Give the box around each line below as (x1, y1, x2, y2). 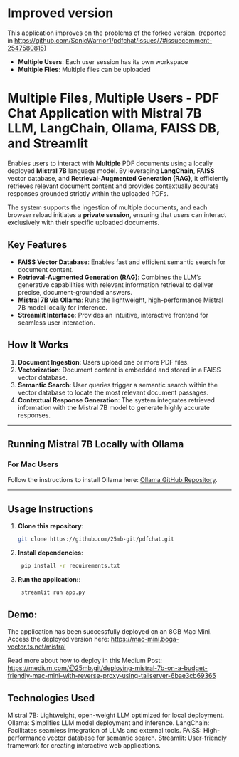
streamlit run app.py (21, 589, 85, 596)
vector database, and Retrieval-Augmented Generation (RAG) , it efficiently (7, 174, 229, 182)
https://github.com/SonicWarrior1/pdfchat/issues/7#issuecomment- (14, 36, 212, 44)
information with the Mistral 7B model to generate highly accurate (17, 403, 210, 412)
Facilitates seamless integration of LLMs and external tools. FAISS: (7, 726, 202, 735)
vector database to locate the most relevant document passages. (17, 388, 208, 397)
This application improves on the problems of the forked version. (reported (7, 28, 226, 37)
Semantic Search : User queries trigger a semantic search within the (17, 380, 218, 389)
